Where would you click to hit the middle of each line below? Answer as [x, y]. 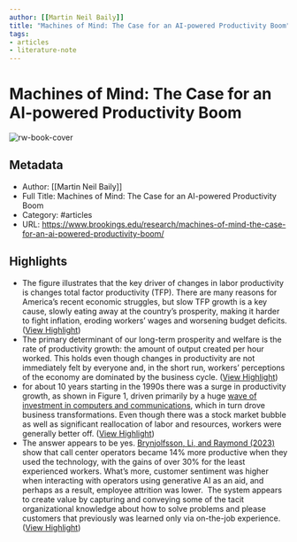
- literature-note [43, 50]
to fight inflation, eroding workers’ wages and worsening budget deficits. [154, 321]
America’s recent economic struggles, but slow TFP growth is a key [145, 301]
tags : [19, 34]
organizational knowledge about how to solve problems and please [144, 508]
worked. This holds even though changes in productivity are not [138, 358]
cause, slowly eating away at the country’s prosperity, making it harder [151, 311]
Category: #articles [57, 214]
